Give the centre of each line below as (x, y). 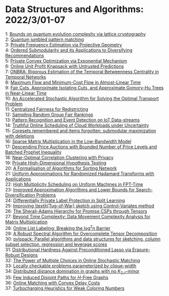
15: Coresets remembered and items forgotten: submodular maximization (81, 130)
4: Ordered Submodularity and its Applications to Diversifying (69, 50)
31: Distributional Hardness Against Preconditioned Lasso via (68, 250)
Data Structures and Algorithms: (74, 9)
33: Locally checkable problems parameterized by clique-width (71, 266)
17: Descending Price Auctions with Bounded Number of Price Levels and (81, 146)
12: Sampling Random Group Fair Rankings (49, 114)
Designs (29, 255)
